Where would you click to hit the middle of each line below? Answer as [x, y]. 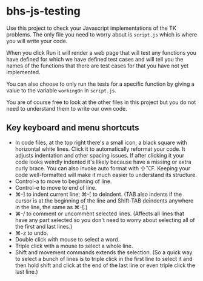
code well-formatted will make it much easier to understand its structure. [106, 175]
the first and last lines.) [44, 226]
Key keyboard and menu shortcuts [73, 128]
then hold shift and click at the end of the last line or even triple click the [105, 265]
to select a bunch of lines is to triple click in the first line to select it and [104, 258]
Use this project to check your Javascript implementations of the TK [92, 28]
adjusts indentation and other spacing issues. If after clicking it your [100, 155]
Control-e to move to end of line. [56, 187]
